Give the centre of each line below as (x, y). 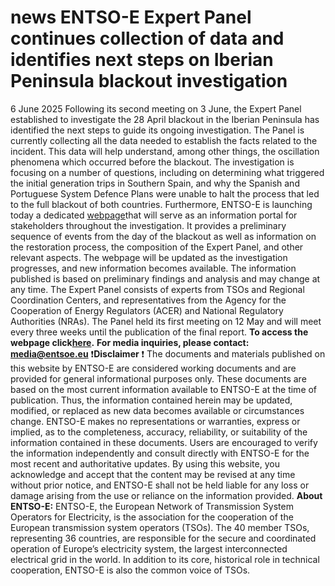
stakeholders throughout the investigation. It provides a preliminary (148, 225)
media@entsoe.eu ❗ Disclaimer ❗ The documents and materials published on (168, 353)
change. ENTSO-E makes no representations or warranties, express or (155, 421)
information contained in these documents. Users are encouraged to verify (164, 442)
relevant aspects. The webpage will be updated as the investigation (149, 257)
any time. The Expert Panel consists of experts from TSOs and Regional (157, 289)
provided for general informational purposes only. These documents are (158, 378)
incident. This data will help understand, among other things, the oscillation (165, 151)
